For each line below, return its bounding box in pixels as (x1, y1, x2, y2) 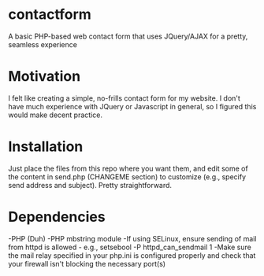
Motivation (8, 68, 81, 86)
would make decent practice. (8, 110, 102, 120)
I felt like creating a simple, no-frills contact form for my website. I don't (8, 93, 240, 103)
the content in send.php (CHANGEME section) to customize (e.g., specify (8, 171, 247, 182)
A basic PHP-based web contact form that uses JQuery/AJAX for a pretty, (8, 31, 248, 41)
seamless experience (8, 39, 77, 49)
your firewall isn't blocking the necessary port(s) (8, 259, 166, 268)
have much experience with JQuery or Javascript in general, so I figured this (8, 101, 257, 111)
